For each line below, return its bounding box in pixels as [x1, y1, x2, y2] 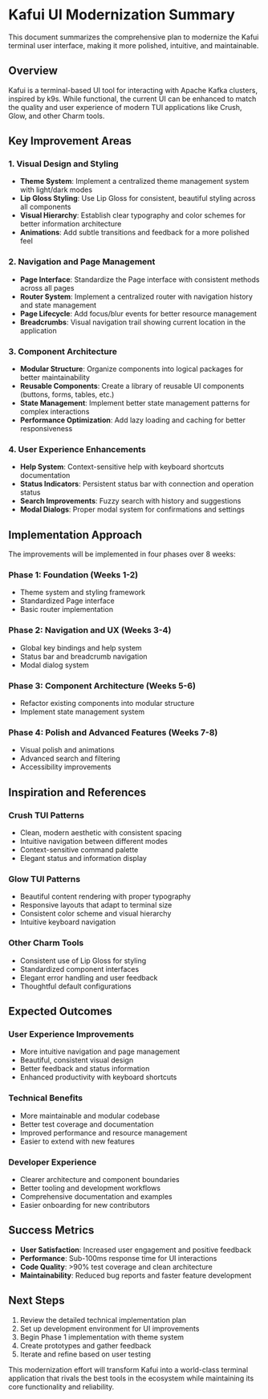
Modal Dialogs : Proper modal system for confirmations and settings [19, 504, 245, 515]
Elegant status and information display [19, 854, 147, 863]
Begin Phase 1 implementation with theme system [19, 1332, 185, 1342]
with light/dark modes [19, 185, 93, 194]
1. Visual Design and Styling [8, 158, 119, 169]
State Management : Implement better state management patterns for [19, 398, 250, 408]
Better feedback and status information [19, 1064, 150, 1074]
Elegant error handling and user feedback [19, 973, 158, 982]
